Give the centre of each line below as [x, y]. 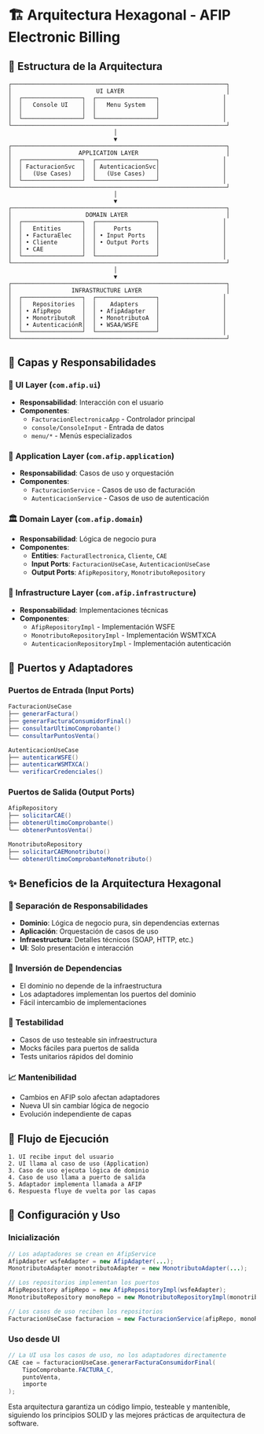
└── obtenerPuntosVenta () [50, 831]
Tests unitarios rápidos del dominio [76, 1056]
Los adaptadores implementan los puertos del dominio [108, 994]
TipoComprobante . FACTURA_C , [68, 1370]
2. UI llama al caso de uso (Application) [79, 1164]
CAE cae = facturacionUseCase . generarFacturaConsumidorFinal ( [112, 1362]
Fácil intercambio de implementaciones [83, 1002]
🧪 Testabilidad [36, 1022]
